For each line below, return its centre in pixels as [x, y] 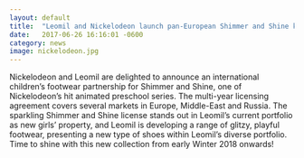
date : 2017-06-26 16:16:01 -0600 [76, 34]
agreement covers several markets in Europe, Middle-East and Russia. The [148, 106]
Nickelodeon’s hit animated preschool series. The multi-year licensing [139, 97]
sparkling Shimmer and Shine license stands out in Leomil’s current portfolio [151, 116]
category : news [38, 43]
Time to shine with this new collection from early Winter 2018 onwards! [142, 144]
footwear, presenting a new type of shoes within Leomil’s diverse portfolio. [148, 135]
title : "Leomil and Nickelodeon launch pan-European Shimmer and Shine [149, 26]
